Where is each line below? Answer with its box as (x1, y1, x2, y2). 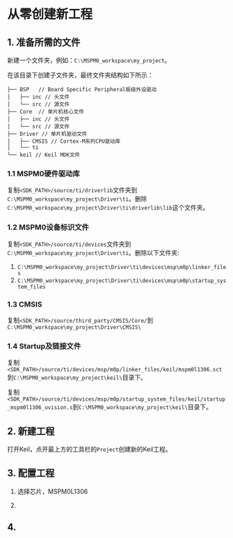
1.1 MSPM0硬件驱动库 (7, 169, 80, 178)
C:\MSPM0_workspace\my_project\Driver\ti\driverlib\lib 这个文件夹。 (7, 203, 209, 212)
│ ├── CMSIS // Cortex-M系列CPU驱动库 (7, 138, 120, 145)
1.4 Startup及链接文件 (7, 341, 81, 351)
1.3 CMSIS (7, 299, 42, 309)
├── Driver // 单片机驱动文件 (7, 130, 88, 137)
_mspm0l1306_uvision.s (7, 404, 73, 411)
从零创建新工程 (7, 6, 93, 22)
